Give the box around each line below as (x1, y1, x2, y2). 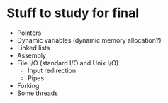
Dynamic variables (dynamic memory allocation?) (16, 36, 162, 44)
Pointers (16, 28, 42, 37)
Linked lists (16, 43, 50, 52)
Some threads (16, 89, 58, 97)
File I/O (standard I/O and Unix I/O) (16, 58, 119, 67)
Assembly (16, 51, 47, 60)
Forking (16, 81, 40, 90)
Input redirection (27, 66, 76, 75)
